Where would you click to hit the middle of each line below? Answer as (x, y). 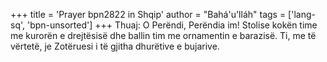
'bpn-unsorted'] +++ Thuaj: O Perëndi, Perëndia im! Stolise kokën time (172, 25)
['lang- (302, 14)
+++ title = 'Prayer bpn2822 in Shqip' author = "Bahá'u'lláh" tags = (148, 14)
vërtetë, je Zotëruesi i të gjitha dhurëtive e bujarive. (115, 46)
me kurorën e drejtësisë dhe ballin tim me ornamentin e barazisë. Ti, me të (163, 35)
